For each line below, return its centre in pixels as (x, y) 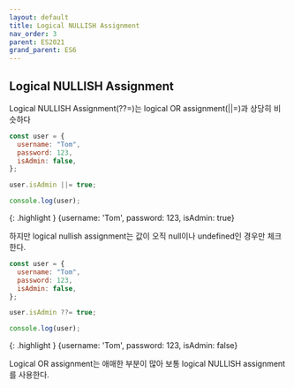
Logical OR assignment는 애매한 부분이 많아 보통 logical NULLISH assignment (147, 364)
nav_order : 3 (33, 34)
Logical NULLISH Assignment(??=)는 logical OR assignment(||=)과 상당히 (140, 108)
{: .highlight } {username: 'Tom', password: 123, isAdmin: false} (124, 346)
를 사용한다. (30, 375)
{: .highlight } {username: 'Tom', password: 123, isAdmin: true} (122, 218)
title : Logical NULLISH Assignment (75, 26)
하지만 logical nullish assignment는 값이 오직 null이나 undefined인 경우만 (137, 236)
